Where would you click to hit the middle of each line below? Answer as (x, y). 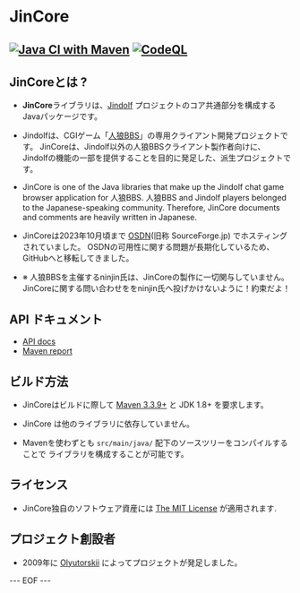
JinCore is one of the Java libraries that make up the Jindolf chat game (153, 187)
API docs (39, 341)
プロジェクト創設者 (62, 539)
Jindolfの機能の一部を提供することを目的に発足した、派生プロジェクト (153, 158)
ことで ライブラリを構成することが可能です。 (105, 454)
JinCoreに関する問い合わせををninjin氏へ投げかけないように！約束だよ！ (156, 288)
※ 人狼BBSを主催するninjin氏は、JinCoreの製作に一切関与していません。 (155, 277)
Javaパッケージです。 (62, 116)
